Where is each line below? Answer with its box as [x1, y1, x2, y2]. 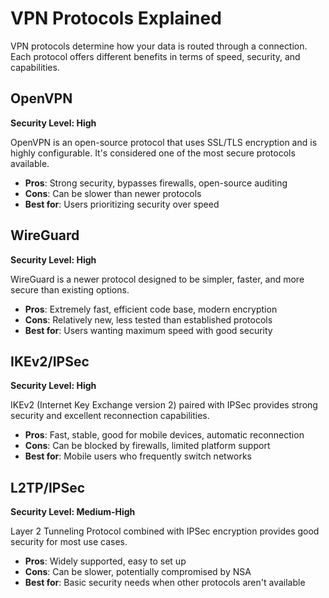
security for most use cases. [10, 536, 128, 548]
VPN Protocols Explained [10, 7, 222, 30]
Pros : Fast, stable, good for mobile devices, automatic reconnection [24, 429, 305, 441]
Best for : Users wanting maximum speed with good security [24, 324, 273, 336]
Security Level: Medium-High [10, 506, 136, 518]
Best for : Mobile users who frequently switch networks [24, 450, 252, 462]
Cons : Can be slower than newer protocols [24, 187, 202, 199]
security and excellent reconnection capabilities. [10, 410, 210, 422]
